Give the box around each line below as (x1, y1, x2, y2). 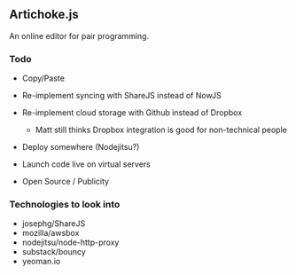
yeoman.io (21, 256, 61, 267)
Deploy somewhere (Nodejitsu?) (21, 142, 140, 153)
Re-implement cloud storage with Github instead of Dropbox (21, 107, 243, 118)
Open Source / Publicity (21, 177, 109, 187)
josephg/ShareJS (21, 218, 86, 229)
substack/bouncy (21, 247, 86, 257)
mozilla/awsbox (21, 228, 80, 239)
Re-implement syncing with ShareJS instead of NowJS (21, 90, 222, 101)
